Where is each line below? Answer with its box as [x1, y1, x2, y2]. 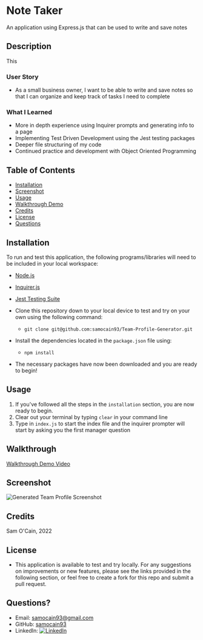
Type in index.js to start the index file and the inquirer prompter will [15, 420, 185, 427]
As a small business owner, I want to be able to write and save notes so [15, 86, 193, 94]
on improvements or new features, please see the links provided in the [15, 568, 191, 575]
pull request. [15, 581, 47, 588]
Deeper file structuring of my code [15, 141, 102, 149]
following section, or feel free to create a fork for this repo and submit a [15, 574, 194, 581]
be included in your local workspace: [6, 260, 99, 267]
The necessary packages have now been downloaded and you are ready [15, 360, 198, 368]
